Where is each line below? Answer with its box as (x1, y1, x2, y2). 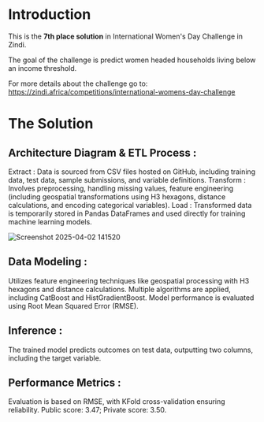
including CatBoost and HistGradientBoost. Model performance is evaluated (8, 293, 255, 302)
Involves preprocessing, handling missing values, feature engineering (8, 183, 234, 193)
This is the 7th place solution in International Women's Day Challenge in (8, 31, 243, 41)
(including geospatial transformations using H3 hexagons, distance (8, 191, 226, 202)
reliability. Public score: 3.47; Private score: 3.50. (8, 405, 167, 415)
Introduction (8, 6, 91, 24)
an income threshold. (8, 63, 77, 72)
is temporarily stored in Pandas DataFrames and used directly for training (8, 209, 246, 218)
